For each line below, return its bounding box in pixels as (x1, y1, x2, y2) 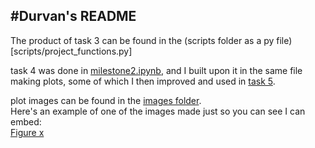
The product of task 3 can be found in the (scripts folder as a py (10, 34, 275, 46)
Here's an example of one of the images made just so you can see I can (10, 105, 306, 117)
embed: (10, 115, 42, 128)
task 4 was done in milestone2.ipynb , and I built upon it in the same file (10, 64, 303, 76)
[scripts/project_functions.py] (10, 45, 133, 57)
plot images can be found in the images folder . (10, 94, 202, 106)
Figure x (10, 126, 45, 138)
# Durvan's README (10, 8, 137, 25)
